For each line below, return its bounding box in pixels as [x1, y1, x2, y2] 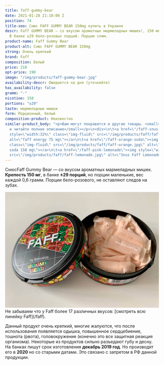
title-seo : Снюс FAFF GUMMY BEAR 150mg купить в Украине [5, 24, 123, 28]
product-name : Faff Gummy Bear [5, 39, 69, 44]
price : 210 [5, 65, 27, 70]
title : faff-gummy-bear [5, 8, 54, 13]
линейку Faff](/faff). [5, 314, 46, 319]
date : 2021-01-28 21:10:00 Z [5, 13, 64, 18]
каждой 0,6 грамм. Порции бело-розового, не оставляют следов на [5, 177, 147, 183]
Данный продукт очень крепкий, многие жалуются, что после [5, 323, 135, 329]
